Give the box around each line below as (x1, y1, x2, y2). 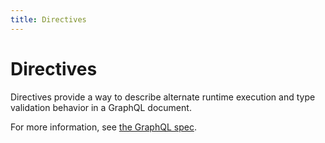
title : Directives (10, 14, 87, 25)
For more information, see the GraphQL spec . (10, 121, 197, 133)
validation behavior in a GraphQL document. (10, 101, 192, 113)
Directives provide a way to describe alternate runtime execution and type (10, 91, 316, 103)
